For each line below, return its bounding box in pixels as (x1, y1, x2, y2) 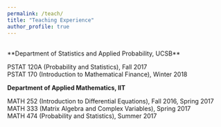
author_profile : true (7, 23, 70, 30)
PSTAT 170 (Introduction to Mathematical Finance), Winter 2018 (7, 70, 188, 78)
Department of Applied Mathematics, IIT (7, 84, 126, 92)
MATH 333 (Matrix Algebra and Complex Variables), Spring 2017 (7, 105, 191, 113)
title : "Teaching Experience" (7, 17, 95, 24)
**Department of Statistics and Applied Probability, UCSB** (7, 49, 181, 58)
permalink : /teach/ (7, 10, 64, 17)
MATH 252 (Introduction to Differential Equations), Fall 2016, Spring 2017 (7, 97, 214, 105)
